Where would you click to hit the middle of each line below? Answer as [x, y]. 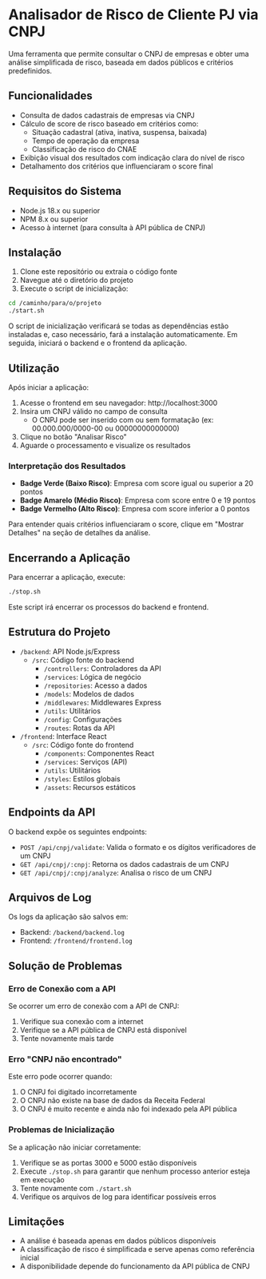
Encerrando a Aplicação [69, 558]
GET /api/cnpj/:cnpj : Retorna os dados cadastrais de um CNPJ [124, 864]
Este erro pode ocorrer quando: [60, 1077]
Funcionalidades [51, 96]
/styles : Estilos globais [82, 779]
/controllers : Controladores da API [102, 668]
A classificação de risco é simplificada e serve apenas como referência [137, 1249]
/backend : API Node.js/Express [70, 651]
